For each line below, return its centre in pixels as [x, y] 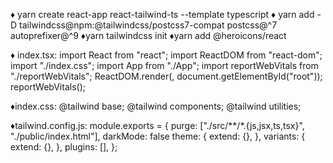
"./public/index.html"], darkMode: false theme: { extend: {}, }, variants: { [158, 136]
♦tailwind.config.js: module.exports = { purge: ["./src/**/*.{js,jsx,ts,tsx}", [157, 125]
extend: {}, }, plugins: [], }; [64, 147]
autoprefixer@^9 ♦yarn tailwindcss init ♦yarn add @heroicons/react [148, 35]
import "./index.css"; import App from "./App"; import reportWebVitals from [164, 65]
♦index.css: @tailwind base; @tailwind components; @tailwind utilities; [156, 106]
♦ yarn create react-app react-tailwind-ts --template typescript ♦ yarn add [162, 14]
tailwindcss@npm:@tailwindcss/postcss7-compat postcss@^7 [148, 25]
